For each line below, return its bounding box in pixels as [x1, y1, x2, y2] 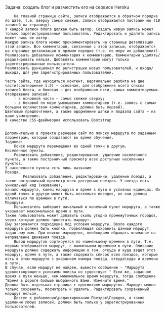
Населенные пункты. [5, 148, 45, 153]
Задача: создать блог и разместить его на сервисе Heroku [5, 4, 129, 10]
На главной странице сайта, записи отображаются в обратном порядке [14, 14, 158, 19]
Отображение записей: [5, 92, 50, 97]
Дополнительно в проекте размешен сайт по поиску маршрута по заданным [5, 131, 156, 136]
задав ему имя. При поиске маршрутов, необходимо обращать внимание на [5, 230, 156, 235]
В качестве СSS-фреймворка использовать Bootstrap [5, 118, 112, 123]
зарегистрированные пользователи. [5, 61, 77, 66]
